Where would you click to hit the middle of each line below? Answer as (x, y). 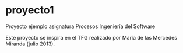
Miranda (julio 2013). (30, 44)
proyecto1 (30, 10)
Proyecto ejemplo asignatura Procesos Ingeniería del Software (80, 26)
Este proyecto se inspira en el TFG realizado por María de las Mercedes (91, 37)
